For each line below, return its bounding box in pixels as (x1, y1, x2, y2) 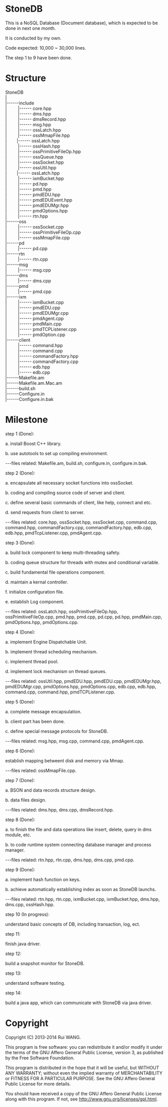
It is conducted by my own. (5, 35, 62, 41)
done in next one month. (5, 25, 57, 31)
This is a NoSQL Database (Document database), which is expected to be (5, 20, 158, 26)
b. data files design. (5, 797, 46, 803)
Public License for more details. (5, 1081, 71, 1087)
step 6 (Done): (5, 748, 35, 754)
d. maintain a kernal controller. (5, 579, 68, 585)
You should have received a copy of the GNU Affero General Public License (5, 1090, 162, 1096)
